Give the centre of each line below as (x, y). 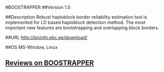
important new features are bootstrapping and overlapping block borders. (82, 28)
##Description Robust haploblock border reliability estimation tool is (76, 17)
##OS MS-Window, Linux (31, 47)
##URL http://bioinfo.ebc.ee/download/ (46, 38)
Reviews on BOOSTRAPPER (50, 63)
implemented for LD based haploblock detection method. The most (75, 22)
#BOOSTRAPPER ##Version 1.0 (38, 7)
